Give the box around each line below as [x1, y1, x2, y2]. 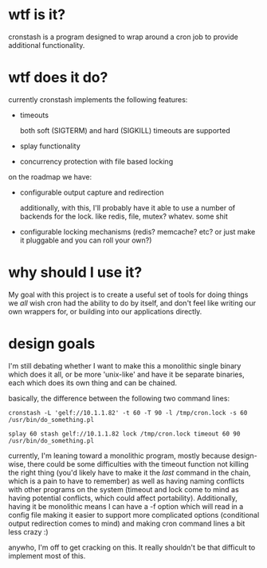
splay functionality [19, 141, 81, 151]
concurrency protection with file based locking [19, 156, 174, 166]
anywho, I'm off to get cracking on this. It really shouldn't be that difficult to [8, 542, 256, 552]
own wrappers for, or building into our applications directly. [8, 306, 202, 316]
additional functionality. [8, 40, 85, 49]
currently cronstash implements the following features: [8, 94, 188, 105]
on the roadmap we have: [8, 172, 92, 181]
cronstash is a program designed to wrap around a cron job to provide [8, 32, 239, 41]
